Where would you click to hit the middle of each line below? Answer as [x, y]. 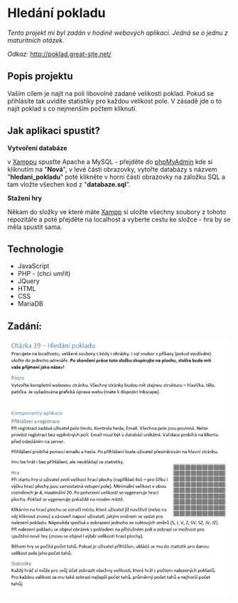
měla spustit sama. [35, 227]
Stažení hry [25, 198]
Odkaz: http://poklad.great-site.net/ [59, 54]
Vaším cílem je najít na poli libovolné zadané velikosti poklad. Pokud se [111, 93]
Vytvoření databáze [37, 148]
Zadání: [25, 326]
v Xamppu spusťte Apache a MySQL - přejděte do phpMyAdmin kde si [110, 162]
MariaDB [31, 304]
